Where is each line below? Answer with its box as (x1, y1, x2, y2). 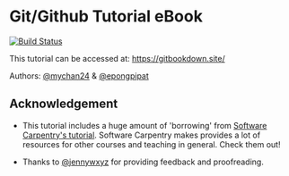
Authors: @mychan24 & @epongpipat (9, 70, 150, 81)
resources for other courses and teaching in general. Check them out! (22, 138, 281, 149)
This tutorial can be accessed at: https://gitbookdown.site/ (9, 53, 226, 63)
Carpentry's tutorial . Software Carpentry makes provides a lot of (22, 130, 261, 140)
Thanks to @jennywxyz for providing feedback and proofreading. (22, 156, 265, 167)
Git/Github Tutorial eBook (9, 6, 204, 27)
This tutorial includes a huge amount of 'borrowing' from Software (22, 120, 267, 130)
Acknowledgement (9, 96, 118, 112)
